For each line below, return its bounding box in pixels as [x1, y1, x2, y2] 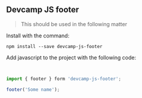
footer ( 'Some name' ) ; [6, 86, 60, 93]
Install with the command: [6, 32, 70, 39]
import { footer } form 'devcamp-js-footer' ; [6, 75, 121, 82]
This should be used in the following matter [20, 20, 127, 27]
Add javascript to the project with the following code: [6, 53, 137, 61]
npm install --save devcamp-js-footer [6, 43, 103, 49]
